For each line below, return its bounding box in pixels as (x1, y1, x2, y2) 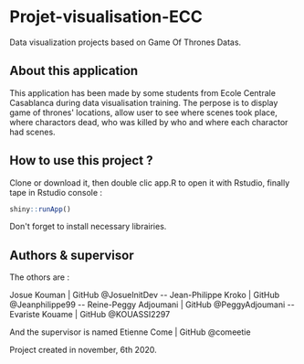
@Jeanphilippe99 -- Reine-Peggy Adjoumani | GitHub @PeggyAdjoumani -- (9, 299, 295, 310)
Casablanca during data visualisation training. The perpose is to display (9, 97, 278, 108)
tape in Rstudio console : (9, 187, 103, 198)
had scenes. (9, 126, 57, 137)
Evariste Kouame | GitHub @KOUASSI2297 (9, 309, 171, 320)
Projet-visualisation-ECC (9, 6, 204, 27)
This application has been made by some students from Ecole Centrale (9, 87, 277, 98)
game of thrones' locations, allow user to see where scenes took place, (9, 107, 278, 118)
